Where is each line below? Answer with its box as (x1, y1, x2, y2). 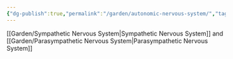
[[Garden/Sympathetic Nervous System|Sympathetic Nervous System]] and (6, 29, 224, 37)
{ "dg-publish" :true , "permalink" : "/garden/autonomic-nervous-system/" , (6, 10, 216, 17)
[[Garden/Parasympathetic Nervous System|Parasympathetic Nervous (6, 36, 208, 45)
